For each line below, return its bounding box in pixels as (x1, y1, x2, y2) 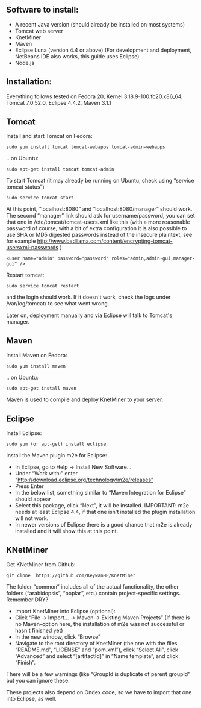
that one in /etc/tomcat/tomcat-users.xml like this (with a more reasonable (6, 218, 191, 225)
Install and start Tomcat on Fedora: (6, 133, 93, 140)
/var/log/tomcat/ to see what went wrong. (6, 300, 110, 307)
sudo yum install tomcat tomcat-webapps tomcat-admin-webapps (6, 144, 165, 150)
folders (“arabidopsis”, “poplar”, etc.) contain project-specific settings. (6, 589, 181, 597)
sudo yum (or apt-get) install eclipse (6, 441, 107, 448)
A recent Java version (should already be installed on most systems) (14, 20, 185, 28)
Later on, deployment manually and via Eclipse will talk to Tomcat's (6, 312, 173, 319)
